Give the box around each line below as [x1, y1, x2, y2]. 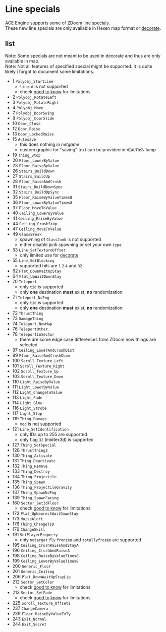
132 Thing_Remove [12, 463, 48, 469]
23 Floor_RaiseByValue [12, 162, 59, 168]
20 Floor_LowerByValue [12, 157, 59, 163]
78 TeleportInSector [12, 331, 55, 337]
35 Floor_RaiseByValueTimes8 [12, 194, 73, 200]
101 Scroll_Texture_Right [12, 363, 65, 369]
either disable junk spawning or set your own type [19, 242, 122, 248]
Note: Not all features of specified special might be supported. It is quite [5, 63, 153, 69]
